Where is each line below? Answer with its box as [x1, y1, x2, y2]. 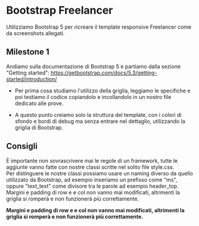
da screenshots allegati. [6, 29, 65, 36]
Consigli [6, 141, 38, 151]
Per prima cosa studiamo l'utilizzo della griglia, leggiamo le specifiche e [14, 87, 191, 94]
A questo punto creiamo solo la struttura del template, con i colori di [14, 111, 182, 118]
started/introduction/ [6, 75, 57, 82]
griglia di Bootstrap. [14, 123, 64, 131]
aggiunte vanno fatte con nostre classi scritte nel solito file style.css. [6, 163, 175, 171]
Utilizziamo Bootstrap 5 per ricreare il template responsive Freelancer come [6, 23, 192, 30]
